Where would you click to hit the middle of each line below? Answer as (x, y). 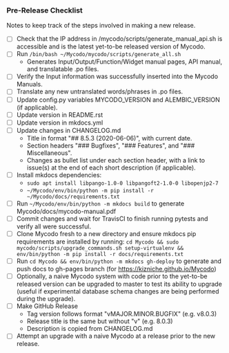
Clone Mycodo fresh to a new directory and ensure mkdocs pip (106, 233)
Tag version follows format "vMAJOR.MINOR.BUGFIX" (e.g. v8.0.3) (122, 314)
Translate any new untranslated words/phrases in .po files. (100, 91)
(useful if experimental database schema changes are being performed (118, 291)
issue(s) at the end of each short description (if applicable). (111, 168)
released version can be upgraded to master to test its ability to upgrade (119, 284)
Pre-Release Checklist (45, 10)
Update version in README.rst (60, 115)
